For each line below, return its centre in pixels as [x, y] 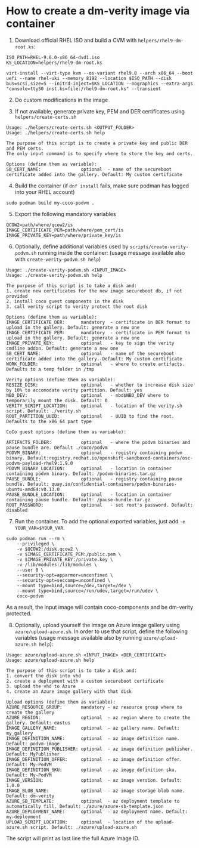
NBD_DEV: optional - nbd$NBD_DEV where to [88, 395]
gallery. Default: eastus [38, 723]
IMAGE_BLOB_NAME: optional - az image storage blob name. [96, 791]
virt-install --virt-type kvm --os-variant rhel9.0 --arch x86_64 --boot [100, 73]
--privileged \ [36, 544]
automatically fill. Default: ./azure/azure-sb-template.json [85, 806]
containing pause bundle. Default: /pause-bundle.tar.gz [78, 499]
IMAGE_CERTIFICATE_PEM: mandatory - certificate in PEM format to [98, 332]
